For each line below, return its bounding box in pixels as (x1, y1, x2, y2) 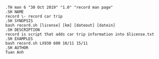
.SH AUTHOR (5, 45, 29, 50)
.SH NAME (5, 9, 24, 14)
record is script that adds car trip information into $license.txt (5, 32, 154, 37)
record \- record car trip (5, 14, 63, 19)
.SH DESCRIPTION (5, 27, 40, 32)
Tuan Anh (5, 50, 24, 55)
